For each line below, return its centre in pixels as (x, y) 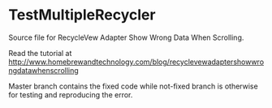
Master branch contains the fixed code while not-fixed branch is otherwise (133, 86)
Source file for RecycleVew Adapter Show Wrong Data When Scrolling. (126, 37)
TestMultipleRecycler (82, 15)
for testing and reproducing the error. (71, 94)
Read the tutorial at (40, 53)
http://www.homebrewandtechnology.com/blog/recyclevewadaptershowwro (136, 62)
